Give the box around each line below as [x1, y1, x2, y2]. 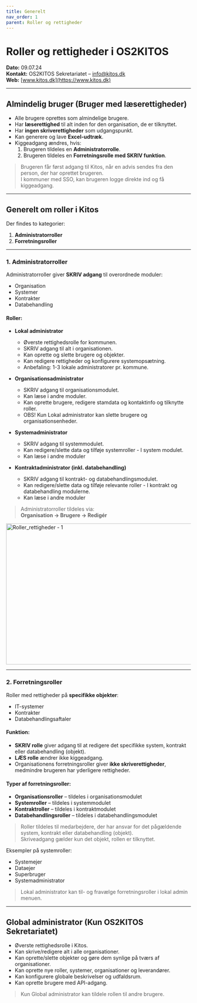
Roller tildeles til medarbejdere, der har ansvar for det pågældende [20, 823, 182, 830]
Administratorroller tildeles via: [20, 505, 95, 513]
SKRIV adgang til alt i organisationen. [23, 345, 113, 352]
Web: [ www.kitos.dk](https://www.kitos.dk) [6, 77, 111, 84]
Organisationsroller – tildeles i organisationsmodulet [14, 793, 142, 800]
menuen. [20, 895, 42, 902]
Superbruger [14, 871, 46, 878]
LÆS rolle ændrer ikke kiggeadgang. [14, 754, 104, 761]
